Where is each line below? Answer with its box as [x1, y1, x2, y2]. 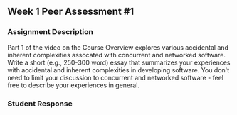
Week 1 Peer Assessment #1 [7, 6, 135, 18]
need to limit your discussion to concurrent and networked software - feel [7, 73, 224, 82]
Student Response [7, 99, 73, 109]
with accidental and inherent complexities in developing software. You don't [7, 65, 230, 74]
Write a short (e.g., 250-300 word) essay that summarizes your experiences [7, 58, 231, 67]
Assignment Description [7, 27, 94, 37]
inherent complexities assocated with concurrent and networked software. [7, 50, 226, 59]
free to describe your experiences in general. [7, 81, 140, 89]
